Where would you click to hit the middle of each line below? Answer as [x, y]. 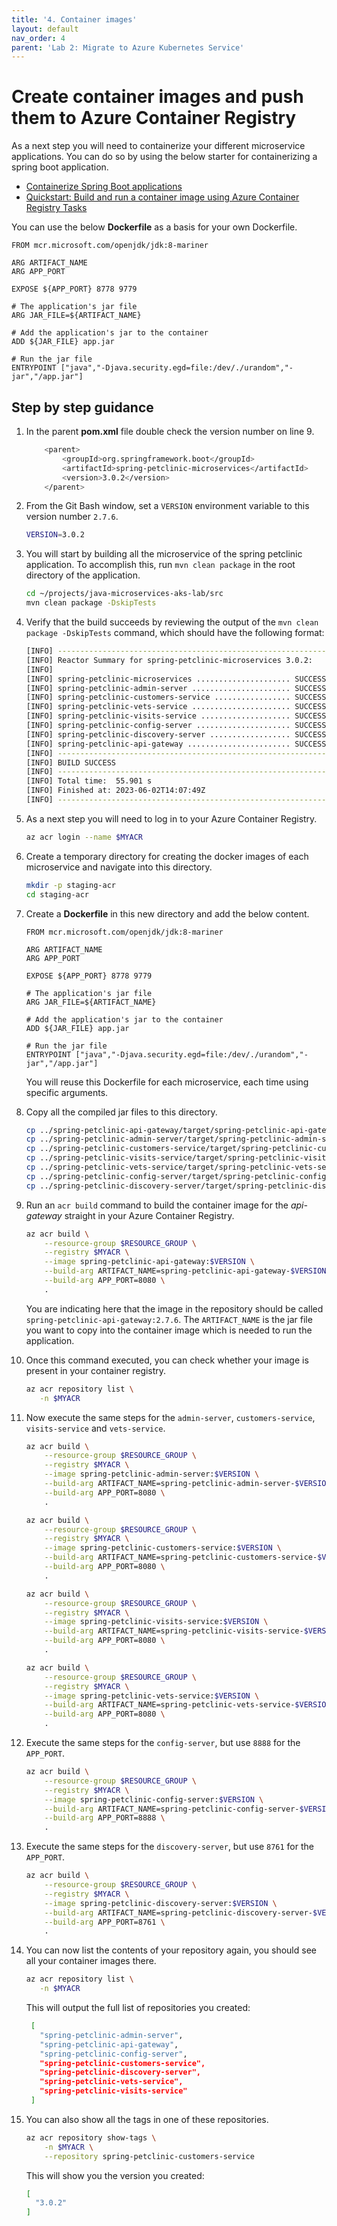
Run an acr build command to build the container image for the [157, 1205]
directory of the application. [83, 575]
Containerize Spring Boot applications [104, 187]
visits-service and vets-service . [95, 1428]
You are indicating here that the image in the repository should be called [174, 1308]
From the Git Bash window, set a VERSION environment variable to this [167, 506]
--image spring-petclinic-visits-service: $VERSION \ [156, 1622]
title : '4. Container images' [74, 19]
